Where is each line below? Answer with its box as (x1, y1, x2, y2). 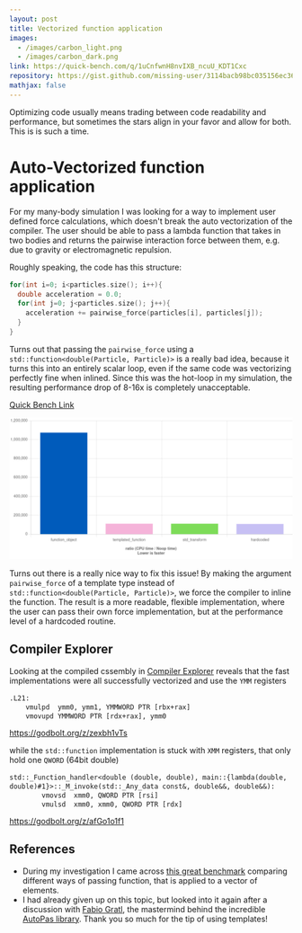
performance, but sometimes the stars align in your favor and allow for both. (9, 116, 292, 127)
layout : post (9, 14, 58, 23)
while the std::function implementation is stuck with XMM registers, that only (9, 744, 291, 755)
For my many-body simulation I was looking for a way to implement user (9, 206, 277, 217)
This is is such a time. (9, 126, 90, 137)
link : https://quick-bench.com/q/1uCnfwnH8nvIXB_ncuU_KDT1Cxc (9, 62, 247, 71)
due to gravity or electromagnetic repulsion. (9, 244, 173, 255)
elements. (22, 884, 60, 895)
